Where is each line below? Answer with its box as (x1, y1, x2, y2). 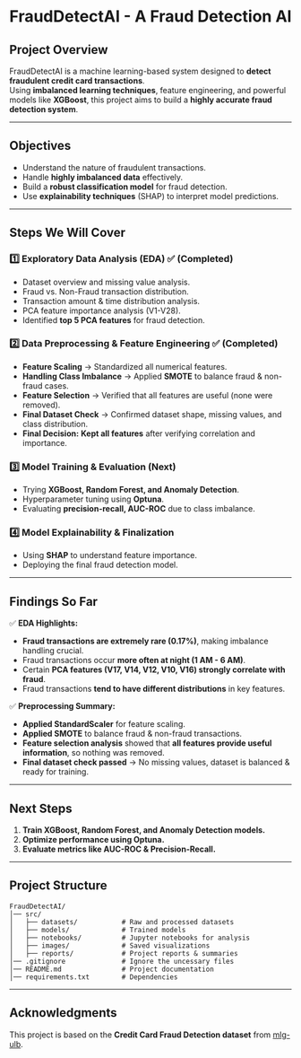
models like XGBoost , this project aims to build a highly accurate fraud (9, 94, 273, 105)
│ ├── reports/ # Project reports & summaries (9, 949, 239, 957)
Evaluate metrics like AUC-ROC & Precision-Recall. (21, 844, 217, 854)
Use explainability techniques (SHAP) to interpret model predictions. (21, 190, 279, 201)
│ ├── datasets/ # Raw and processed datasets (9, 917, 235, 926)
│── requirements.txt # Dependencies (9, 972, 178, 982)
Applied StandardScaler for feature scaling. (21, 719, 186, 730)
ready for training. (21, 766, 90, 777)
